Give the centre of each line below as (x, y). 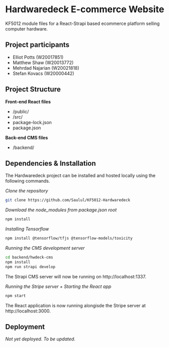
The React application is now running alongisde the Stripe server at (76, 305)
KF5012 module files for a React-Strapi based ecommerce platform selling (82, 23)
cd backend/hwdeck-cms (29, 257)
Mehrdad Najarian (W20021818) (46, 68)
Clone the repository (27, 191)
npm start (16, 296)
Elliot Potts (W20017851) (38, 57)
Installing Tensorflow (27, 229)
